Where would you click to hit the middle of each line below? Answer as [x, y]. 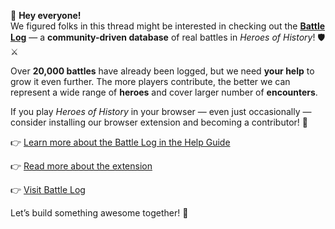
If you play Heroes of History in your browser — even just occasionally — [161, 111]
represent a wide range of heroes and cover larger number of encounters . [164, 92]
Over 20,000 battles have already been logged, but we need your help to [162, 71]
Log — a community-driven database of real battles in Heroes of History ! [163, 37]
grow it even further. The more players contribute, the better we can [150, 81]
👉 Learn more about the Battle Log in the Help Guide [120, 142]
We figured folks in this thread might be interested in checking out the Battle [168, 26]
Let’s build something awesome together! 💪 [99, 213]
